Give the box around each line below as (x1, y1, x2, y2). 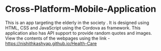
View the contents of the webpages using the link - (5, 35, 110, 41)
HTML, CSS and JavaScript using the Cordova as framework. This (5, 25, 141, 30)
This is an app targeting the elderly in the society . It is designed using (5, 20, 150, 25)
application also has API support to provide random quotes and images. (5, 30, 152, 36)
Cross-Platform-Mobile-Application (5, 3, 157, 15)
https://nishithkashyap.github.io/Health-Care (5, 40, 97, 46)
